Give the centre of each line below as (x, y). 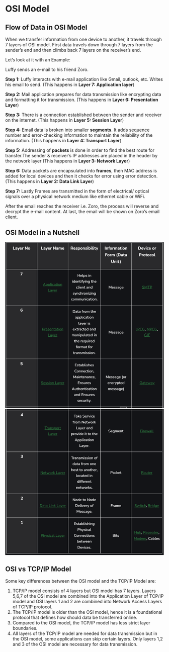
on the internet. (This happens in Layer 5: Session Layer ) (65, 120)
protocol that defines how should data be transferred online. (75, 618)
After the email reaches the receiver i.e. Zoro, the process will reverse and (82, 206)
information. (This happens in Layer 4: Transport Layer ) (63, 141)
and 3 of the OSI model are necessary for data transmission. (75, 644)
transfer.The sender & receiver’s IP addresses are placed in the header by (81, 156)
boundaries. (25, 628)
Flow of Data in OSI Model (46, 27)
